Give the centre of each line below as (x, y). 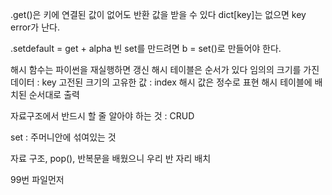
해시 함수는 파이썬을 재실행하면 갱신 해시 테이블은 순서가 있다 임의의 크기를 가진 (165, 69)
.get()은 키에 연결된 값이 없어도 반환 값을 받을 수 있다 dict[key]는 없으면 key (158, 14)
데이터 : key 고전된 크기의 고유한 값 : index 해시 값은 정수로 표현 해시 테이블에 (161, 82)
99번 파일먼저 (37, 179)
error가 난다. (35, 27)
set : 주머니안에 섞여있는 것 (63, 137)
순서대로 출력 (54, 94)
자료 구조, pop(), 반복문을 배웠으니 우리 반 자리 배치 (111, 158)
